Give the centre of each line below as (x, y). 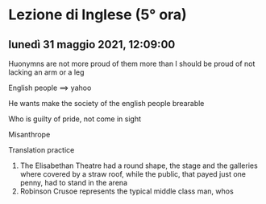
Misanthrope (29, 135)
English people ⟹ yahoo (50, 88)
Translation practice (42, 150)
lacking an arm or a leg (46, 72)
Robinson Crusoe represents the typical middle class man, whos (127, 191)
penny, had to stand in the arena (73, 183)
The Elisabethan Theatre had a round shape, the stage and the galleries (139, 165)
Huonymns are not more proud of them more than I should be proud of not (132, 63)
